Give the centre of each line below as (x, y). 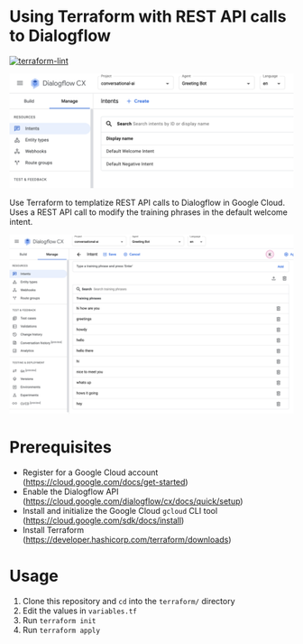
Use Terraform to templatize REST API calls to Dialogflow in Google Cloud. (147, 202)
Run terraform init (59, 620)
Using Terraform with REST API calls (148, 17)
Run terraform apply (61, 630)
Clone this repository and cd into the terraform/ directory (129, 601)
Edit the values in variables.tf (79, 611)
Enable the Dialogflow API (70, 491)
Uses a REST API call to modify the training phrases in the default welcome (149, 212)
